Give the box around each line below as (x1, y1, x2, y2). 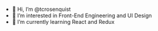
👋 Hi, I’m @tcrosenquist (12, 6, 71, 13)
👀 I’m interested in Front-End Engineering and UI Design (12, 12, 152, 19)
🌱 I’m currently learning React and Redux (12, 18, 115, 25)
